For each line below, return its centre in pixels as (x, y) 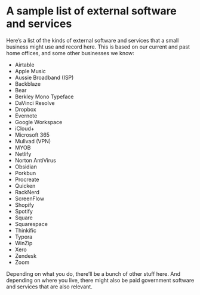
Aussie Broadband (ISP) (44, 77)
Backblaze (28, 84)
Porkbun (25, 173)
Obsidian (26, 167)
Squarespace (31, 224)
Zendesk (26, 255)
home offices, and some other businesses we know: (70, 53)
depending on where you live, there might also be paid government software (100, 280)
